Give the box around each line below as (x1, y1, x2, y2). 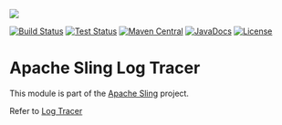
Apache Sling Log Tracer (9, 57, 201, 78)
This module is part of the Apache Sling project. (9, 88, 190, 99)
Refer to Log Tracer (9, 105, 83, 116)
